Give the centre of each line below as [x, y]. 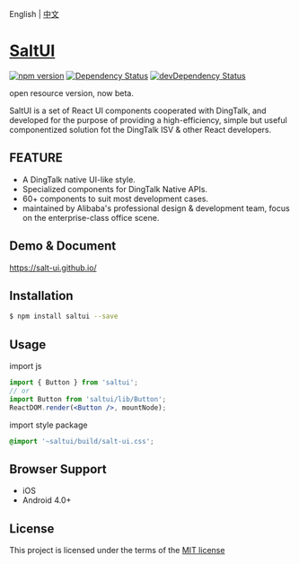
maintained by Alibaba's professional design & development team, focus [156, 208]
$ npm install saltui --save [64, 317]
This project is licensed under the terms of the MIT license [117, 551]
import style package [48, 425]
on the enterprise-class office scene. [91, 217]
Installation [41, 295]
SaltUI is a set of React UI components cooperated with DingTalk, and [138, 110]
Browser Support [58, 469]
